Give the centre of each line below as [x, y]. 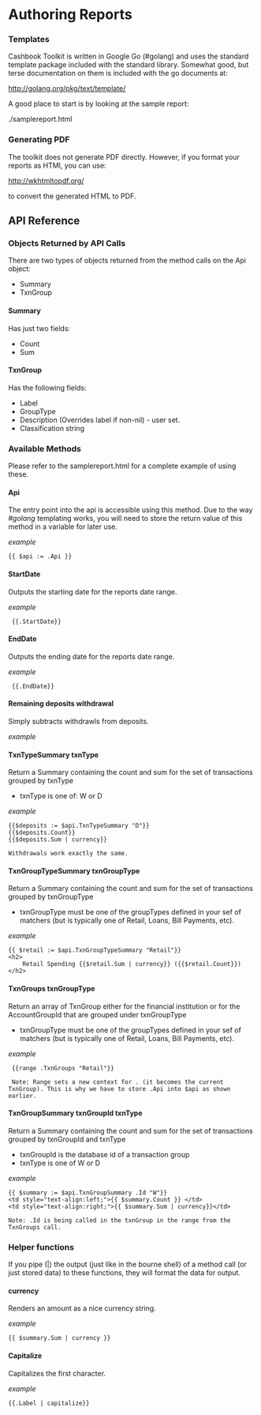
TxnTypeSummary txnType [54, 755]
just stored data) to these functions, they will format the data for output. [124, 1273]
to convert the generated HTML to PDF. [72, 196]
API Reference [44, 221]
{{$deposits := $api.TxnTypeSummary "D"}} [79, 826]
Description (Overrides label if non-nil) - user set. [100, 420]
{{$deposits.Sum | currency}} [58, 840]
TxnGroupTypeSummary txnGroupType [74, 870]
